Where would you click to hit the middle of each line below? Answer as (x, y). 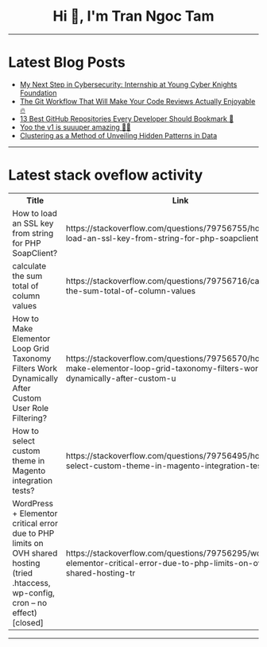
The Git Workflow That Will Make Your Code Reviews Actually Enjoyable (137, 101)
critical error (35, 523)
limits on (28, 543)
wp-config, (34, 593)
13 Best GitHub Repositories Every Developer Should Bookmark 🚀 (127, 118)
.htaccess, (31, 583)
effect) (25, 613)
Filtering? (30, 418)
